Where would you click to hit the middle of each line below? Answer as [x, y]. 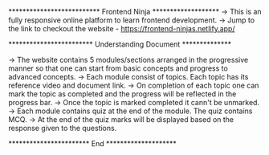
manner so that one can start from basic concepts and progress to [118, 68]
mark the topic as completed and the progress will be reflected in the [122, 94]
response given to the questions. [63, 128]
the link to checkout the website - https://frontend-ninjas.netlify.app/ [122, 29]
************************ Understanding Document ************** [120, 44]
